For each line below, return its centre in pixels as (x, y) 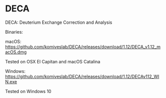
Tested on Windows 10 (28, 91)
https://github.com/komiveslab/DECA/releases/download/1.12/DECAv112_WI (82, 76)
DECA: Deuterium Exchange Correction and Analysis (59, 22)
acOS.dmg (16, 52)
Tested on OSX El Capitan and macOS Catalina (53, 61)
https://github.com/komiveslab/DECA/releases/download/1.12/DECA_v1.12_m (83, 47)
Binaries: (14, 32)
